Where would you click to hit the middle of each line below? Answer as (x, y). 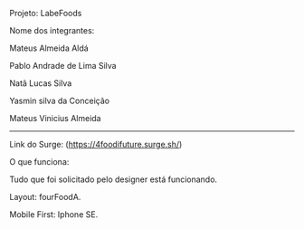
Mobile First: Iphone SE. (54, 215)
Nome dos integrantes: (52, 30)
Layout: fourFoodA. (45, 197)
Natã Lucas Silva (41, 83)
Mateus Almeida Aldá (49, 48)
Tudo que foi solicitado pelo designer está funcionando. (114, 179)
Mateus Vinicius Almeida (55, 118)
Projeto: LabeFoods (46, 13)
